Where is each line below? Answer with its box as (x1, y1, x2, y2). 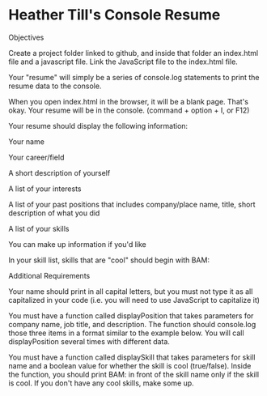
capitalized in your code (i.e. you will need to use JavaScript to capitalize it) (8, 295, 261, 304)
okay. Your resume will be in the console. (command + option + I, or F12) (8, 105, 250, 115)
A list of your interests (8, 184, 82, 194)
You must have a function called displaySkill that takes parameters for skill (8, 352, 256, 362)
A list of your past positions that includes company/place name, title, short (8, 199, 256, 209)
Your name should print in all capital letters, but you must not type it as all (8, 286, 253, 296)
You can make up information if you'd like (8, 239, 147, 249)
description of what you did (8, 208, 100, 218)
